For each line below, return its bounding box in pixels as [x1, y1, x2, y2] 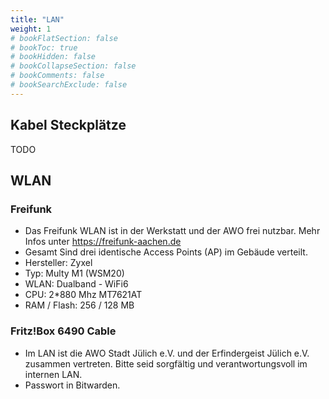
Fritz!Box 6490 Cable [10, 324, 117, 338]
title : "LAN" [10, 14, 65, 25]
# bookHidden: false [10, 52, 97, 62]
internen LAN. [24, 368, 83, 380]
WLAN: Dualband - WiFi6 [24, 278, 129, 290]
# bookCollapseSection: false [10, 61, 137, 71]
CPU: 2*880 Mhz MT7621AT [24, 289, 143, 301]
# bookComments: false [10, 71, 105, 81]
